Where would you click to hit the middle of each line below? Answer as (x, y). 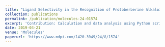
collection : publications (31, 14)
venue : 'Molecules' (25, 32)
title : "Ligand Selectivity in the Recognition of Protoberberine (74, 10)
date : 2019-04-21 (23, 28)
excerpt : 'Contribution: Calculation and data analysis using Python (78, 23)
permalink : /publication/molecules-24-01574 (51, 19)
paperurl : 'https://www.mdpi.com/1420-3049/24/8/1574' (62, 37)
